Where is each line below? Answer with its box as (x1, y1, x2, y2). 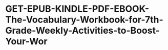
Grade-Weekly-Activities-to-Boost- (5, 25, 160, 36)
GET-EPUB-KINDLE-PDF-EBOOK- (5, 3, 150, 15)
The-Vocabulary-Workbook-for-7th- (5, 14, 164, 26)
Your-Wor (5, 36, 48, 47)
